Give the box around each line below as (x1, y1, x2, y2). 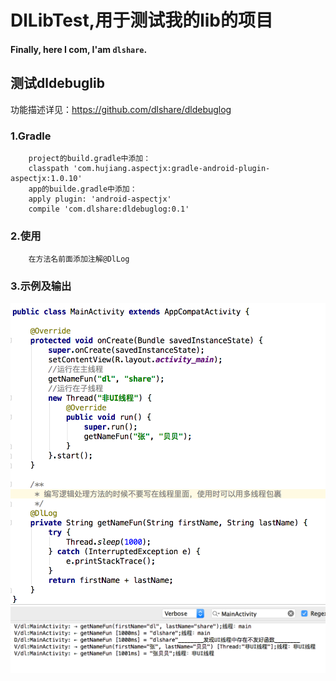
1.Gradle (10, 129, 52, 143)
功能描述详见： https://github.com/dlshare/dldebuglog (10, 103, 232, 115)
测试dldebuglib (10, 75, 105, 92)
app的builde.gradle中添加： (28, 184, 138, 194)
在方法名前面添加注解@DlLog (28, 254, 130, 265)
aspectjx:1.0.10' (10, 173, 83, 183)
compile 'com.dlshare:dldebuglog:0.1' (28, 204, 190, 214)
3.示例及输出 (10, 279, 72, 293)
